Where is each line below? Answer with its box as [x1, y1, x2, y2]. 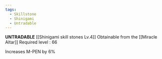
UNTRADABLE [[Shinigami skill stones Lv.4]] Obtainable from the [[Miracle [5, 34, 158, 40]
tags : [5, 7, 16, 12]
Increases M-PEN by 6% [5, 49, 55, 55]
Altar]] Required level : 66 [5, 39, 57, 45]
